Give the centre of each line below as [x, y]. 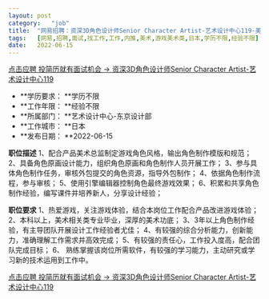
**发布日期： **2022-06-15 [66, 136]
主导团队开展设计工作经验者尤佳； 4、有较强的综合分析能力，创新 [138, 230]
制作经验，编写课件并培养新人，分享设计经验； [85, 193]
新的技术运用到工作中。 [54, 260]
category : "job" [39, 23]
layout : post [30, 16]
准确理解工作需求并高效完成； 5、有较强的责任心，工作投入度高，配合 [138, 240]
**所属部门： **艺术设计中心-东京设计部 [86, 116]
